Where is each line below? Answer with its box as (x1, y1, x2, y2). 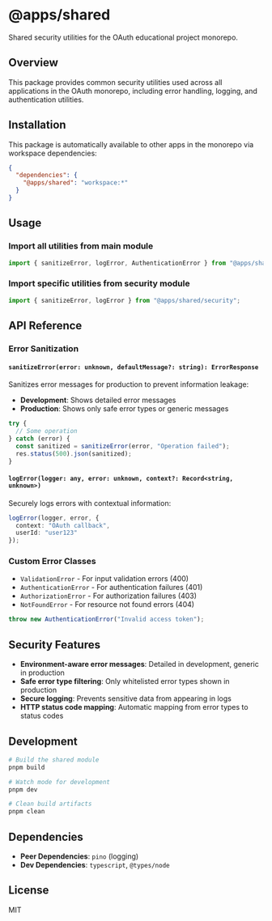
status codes (19, 711, 64, 721)
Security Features (8, 638, 101, 651)
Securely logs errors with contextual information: (8, 498, 172, 507)
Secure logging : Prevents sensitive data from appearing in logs (19, 694, 232, 703)
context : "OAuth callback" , (15, 521, 111, 529)
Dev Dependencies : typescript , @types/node (19, 860, 170, 869)
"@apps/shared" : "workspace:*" (23, 179, 129, 187)
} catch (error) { (8, 435, 70, 443)
